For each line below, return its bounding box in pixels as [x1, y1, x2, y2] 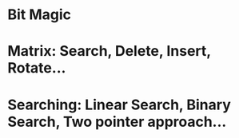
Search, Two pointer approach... [7, 112, 227, 131]
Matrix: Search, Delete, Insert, [7, 42, 211, 61]
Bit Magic [7, 6, 72, 24]
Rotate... [7, 59, 66, 77]
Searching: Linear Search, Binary [7, 96, 231, 113]
